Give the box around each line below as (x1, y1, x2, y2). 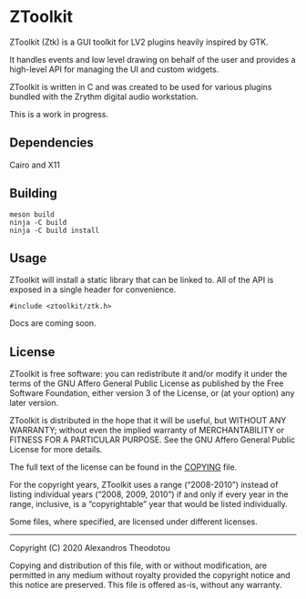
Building (9, 186, 57, 201)
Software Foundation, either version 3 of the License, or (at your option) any (9, 388, 295, 399)
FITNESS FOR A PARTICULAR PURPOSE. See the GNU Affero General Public (9, 434, 296, 445)
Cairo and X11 (9, 159, 61, 170)
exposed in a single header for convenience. (9, 284, 177, 295)
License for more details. (9, 444, 103, 455)
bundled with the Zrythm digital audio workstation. (9, 91, 199, 102)
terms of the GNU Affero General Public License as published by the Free (9, 378, 284, 389)
